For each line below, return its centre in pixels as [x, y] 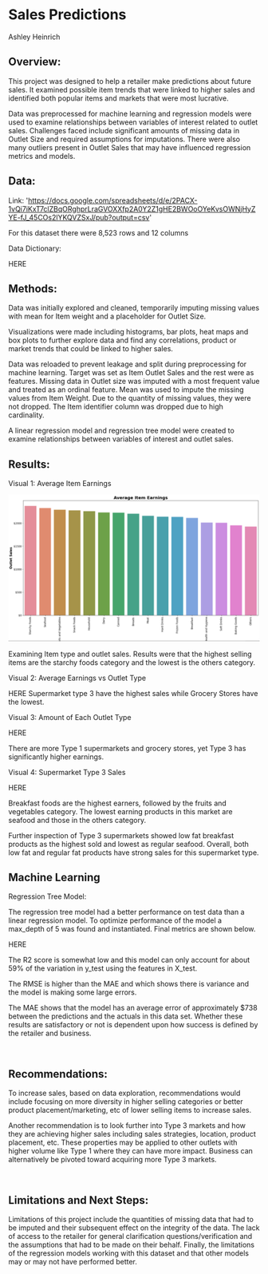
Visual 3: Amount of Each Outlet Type [70, 717]
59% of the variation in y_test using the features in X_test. [103, 968]
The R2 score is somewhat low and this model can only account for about [129, 960]
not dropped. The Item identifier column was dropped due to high [116, 407]
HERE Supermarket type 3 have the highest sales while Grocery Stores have [133, 693]
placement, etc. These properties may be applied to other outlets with [123, 1142]
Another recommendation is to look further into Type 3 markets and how [127, 1126]
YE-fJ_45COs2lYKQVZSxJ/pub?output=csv [79, 217]
